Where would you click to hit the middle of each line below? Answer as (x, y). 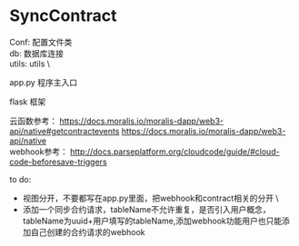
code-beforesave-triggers (58, 162)
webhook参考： (39, 152)
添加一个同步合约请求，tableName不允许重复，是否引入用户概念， (146, 209)
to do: (20, 179)
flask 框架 (28, 102)
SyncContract (63, 16)
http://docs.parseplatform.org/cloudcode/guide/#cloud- (174, 152)
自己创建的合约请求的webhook (88, 231)
